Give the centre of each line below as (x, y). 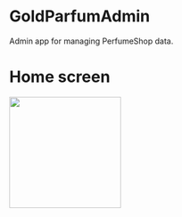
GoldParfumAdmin (80, 16)
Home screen (60, 77)
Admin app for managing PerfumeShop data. (91, 41)
